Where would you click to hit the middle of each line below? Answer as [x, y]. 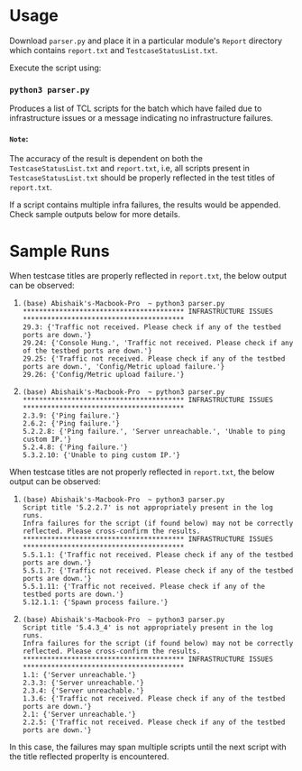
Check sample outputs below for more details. [95, 215]
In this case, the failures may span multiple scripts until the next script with [148, 747]
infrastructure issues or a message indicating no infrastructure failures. [141, 118]
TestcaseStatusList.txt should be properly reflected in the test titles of [142, 178]
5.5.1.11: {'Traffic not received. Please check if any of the [144, 587]
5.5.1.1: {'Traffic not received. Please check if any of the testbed [158, 555]
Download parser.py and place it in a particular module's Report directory [146, 41]
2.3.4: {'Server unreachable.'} [83, 691]
